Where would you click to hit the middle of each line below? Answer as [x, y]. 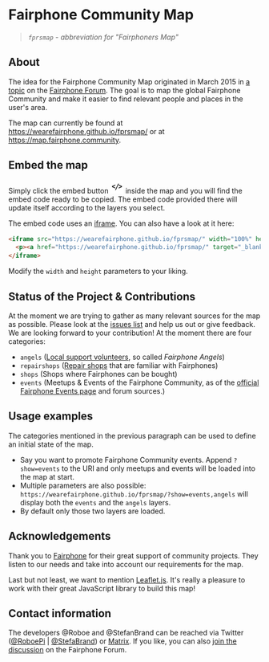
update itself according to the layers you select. [87, 207]
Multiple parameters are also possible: [83, 485]
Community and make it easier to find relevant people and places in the [126, 99]
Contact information [60, 613]
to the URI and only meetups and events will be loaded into [159, 468]
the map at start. [47, 476]
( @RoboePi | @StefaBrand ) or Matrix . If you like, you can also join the [123, 641]
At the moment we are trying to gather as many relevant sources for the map [134, 316]
